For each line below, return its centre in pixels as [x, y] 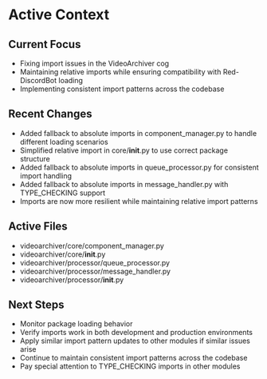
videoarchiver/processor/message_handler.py [95, 271]
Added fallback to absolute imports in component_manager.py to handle [138, 133]
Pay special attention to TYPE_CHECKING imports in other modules [130, 366]
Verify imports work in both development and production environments [136, 333]
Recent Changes [51, 114]
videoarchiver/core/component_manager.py [92, 245]
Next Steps [36, 305]
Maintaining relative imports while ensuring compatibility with [120, 72]
